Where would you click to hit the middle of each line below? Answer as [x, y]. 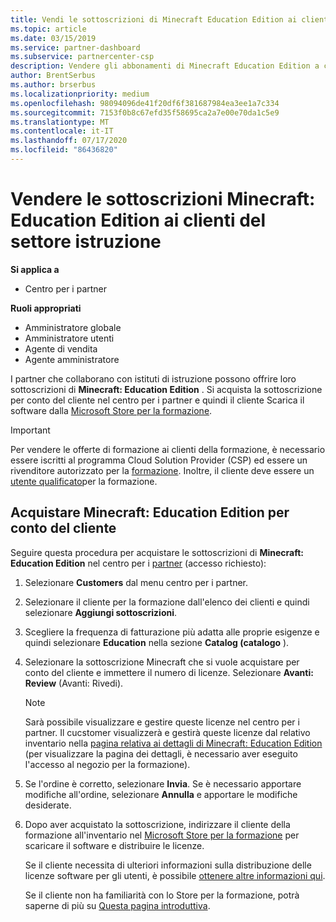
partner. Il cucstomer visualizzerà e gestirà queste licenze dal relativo [167, 732]
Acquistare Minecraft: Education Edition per [150, 512]
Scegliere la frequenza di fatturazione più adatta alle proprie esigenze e [172, 632]
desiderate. [48, 805]
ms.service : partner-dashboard [75, 47]
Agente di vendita [61, 348]
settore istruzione [86, 242]
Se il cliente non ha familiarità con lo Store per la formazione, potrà [162, 895]
